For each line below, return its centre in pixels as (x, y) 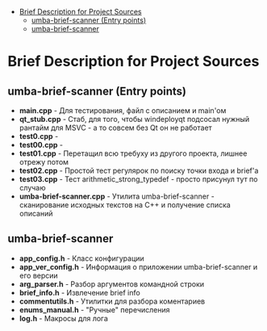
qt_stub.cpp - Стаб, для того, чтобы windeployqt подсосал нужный (134, 119)
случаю (32, 188)
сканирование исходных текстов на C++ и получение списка (125, 205)
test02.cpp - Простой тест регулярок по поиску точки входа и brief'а (139, 170)
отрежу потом (44, 162)
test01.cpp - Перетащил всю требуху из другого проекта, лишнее (133, 153)
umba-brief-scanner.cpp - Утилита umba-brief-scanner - (117, 196)
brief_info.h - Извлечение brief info (79, 292)
